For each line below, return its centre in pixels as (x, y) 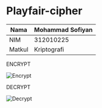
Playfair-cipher (44, 11)
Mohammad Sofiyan (63, 30)
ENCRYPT (18, 64)
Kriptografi (49, 49)
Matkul (19, 49)
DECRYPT (18, 87)
